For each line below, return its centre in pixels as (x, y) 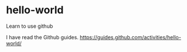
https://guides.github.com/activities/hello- (130, 37)
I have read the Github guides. (42, 37)
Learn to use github (30, 26)
